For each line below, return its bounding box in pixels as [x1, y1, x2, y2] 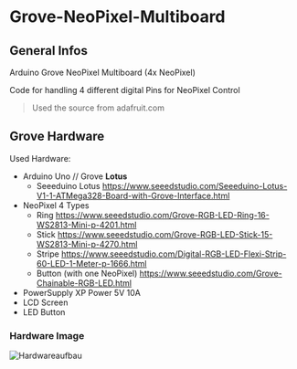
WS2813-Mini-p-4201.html [36, 219, 137, 230]
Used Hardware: [9, 153, 71, 163]
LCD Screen [22, 297, 69, 308]
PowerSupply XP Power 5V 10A [22, 287, 142, 298]
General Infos [9, 43, 89, 58]
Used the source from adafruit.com [31, 102, 164, 113]
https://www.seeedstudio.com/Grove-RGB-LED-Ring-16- [55, 209, 270, 220]
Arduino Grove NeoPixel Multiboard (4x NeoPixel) [9, 67, 196, 78]
